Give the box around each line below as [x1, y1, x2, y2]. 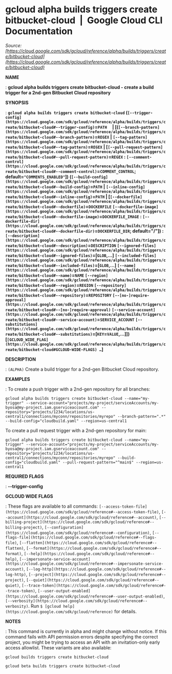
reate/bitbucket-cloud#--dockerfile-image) [5, 214, 100, 219]
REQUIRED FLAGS [5, 473, 44, 479]
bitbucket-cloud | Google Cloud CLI [5, 14, 163, 26]
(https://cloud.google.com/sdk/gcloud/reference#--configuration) [5, 530, 150, 535]
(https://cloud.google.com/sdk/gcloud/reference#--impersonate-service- [5, 561, 164, 566]
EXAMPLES [5, 376, 30, 382]
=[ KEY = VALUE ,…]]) [92, 331, 130, 337]
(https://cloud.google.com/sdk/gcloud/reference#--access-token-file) [5, 509, 159, 514]
